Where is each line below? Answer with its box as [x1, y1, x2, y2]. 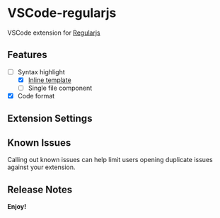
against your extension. [7, 163, 76, 171]
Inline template [28, 76, 72, 84]
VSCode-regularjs [7, 5, 117, 21]
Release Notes [7, 183, 73, 195]
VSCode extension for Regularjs [7, 28, 100, 37]
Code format [17, 91, 55, 100]
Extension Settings [7, 113, 93, 125]
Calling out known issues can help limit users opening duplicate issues [7, 156, 214, 164]
